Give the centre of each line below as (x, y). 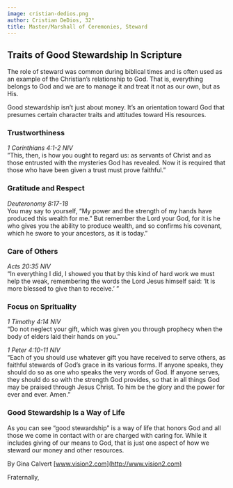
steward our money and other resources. (66, 450)
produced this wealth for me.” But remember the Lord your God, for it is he (114, 218)
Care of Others (33, 251)
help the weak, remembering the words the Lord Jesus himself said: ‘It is (111, 281)
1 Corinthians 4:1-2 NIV (40, 148)
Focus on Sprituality (42, 306)
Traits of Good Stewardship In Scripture (95, 55)
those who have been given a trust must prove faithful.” (87, 170)
